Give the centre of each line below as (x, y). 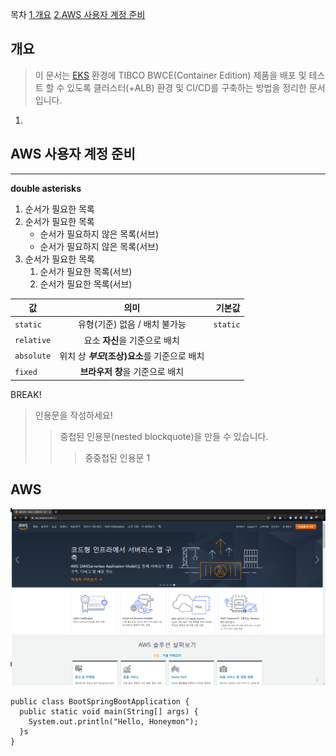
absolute (33, 356)
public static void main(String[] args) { (109, 712)
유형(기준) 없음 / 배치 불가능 (132, 324)
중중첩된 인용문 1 (117, 457)
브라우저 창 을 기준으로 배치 (132, 372)
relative (33, 341)
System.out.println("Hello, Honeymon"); (113, 722)
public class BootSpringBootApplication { (100, 702)
